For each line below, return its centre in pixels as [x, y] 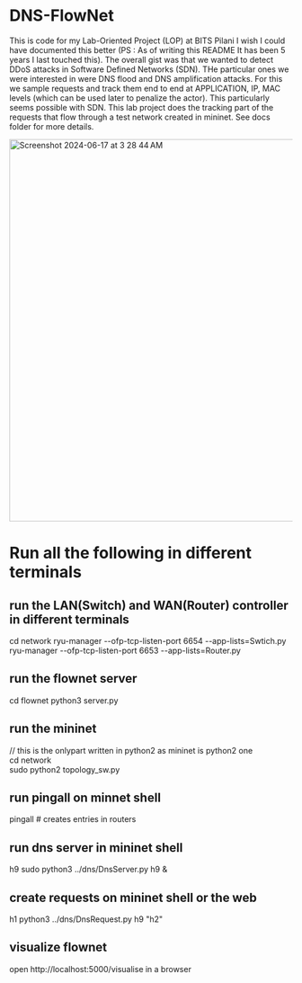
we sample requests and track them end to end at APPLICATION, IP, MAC [145, 88]
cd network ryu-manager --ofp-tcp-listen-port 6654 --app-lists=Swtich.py [148, 640]
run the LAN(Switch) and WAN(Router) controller [149, 605]
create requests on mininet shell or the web [133, 897]
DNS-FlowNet [62, 16]
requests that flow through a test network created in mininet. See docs [140, 117]
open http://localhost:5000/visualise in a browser [100, 969]
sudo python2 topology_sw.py [65, 769]
